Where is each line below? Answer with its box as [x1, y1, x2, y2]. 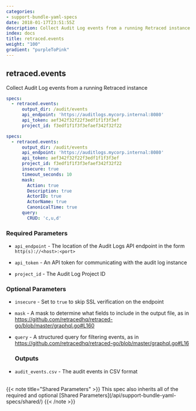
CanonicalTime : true [27, 204, 77, 210]
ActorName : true [27, 199, 67, 205]
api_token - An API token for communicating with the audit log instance [14, 259, 187, 266]
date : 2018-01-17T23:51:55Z [6, 19, 75, 25]
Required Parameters [6, 229, 68, 237]
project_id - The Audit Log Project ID [14, 271, 106, 278]
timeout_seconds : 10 [21, 171, 72, 177]
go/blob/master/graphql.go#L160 [14, 322, 95, 329]
